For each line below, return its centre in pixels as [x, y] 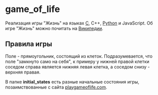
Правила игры [29, 44]
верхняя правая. [23, 72]
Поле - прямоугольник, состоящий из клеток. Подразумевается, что [79, 56]
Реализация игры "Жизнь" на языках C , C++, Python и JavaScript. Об [79, 23]
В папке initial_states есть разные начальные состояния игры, [72, 81]
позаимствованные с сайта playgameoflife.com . [56, 87]
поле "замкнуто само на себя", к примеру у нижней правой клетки [77, 61]
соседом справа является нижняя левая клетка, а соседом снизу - [77, 66]
